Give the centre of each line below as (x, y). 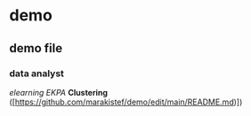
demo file (36, 48)
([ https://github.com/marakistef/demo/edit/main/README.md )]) (126, 102)
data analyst (37, 73)
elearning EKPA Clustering (59, 92)
